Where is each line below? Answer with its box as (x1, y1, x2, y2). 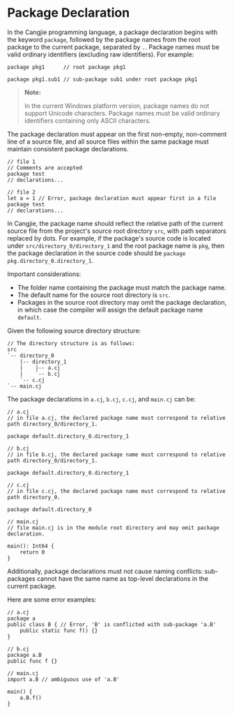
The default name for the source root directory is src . (17, 291, 171, 299)
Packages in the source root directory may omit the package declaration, (17, 298, 227, 306)
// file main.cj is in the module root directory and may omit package (7, 524, 219, 531)
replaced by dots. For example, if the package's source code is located (7, 234, 211, 242)
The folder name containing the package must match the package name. (17, 283, 226, 291)
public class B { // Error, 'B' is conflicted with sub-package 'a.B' (7, 621, 217, 628)
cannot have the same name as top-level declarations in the (37, 574, 209, 583)
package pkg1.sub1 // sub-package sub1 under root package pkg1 (7, 75, 198, 83)
